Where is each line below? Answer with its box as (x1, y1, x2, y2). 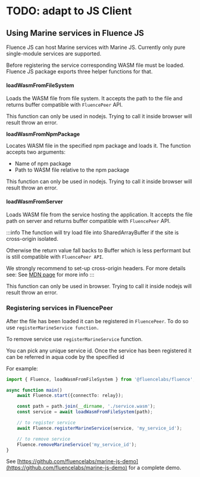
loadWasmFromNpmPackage (6, 131, 80, 138)
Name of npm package (14, 160, 71, 168)
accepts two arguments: (6, 148, 66, 156)
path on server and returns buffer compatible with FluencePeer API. (6, 218, 171, 225)
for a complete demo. (129, 464, 182, 472)
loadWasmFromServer (6, 198, 64, 205)
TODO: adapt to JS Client (6, 4, 132, 18)
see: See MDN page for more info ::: (6, 271, 95, 278)
